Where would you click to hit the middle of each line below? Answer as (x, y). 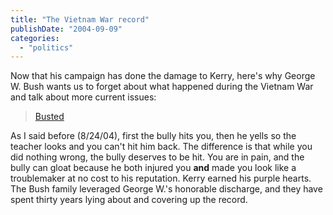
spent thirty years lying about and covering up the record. (129, 200)
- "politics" (46, 47)
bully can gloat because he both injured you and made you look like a (153, 168)
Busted (49, 117)
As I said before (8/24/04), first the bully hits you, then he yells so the (153, 136)
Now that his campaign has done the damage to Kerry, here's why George (163, 76)
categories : (35, 38)
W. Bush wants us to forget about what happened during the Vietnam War (162, 87)
